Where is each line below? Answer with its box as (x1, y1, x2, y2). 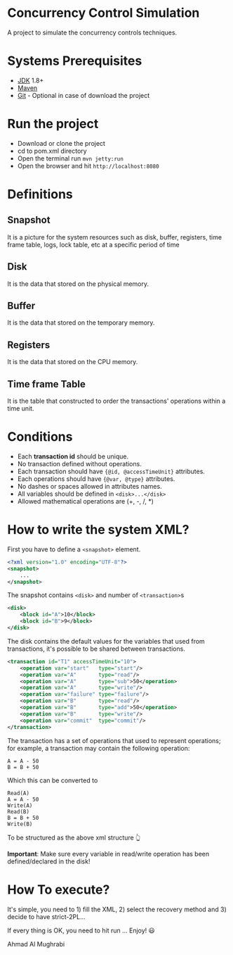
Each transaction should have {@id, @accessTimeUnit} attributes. (17, 467, 206, 475)
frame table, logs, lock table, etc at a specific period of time (7, 240, 180, 249)
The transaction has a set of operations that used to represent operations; (7, 736, 221, 744)
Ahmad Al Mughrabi (7, 940, 65, 948)
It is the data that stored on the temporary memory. (7, 318, 155, 327)
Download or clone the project (17, 139, 105, 147)
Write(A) (7, 801, 33, 809)
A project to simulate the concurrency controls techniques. (7, 28, 178, 37)
